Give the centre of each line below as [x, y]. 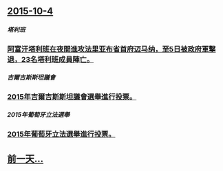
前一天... [25, 158]
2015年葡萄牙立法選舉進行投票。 [61, 135]
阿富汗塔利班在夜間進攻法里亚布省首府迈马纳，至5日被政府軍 [108, 49]
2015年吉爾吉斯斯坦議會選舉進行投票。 [72, 97]
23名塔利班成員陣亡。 [57, 60]
